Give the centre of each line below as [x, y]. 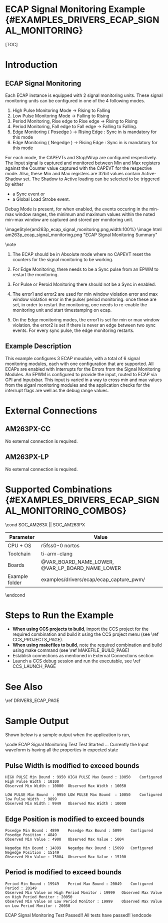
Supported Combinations [59, 489]
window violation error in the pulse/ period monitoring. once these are [84, 299]
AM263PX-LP [27, 457]
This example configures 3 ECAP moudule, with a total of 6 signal [72, 358]
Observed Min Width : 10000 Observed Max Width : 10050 [66, 786]
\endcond [15, 595]
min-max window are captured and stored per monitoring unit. [69, 219]
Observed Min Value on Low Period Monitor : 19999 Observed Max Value [84, 901]
